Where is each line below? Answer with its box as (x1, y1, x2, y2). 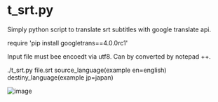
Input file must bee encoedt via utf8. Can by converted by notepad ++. (7, 52, 212, 61)
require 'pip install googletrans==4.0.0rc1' (7, 38, 128, 47)
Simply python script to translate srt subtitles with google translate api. (7, 25, 212, 34)
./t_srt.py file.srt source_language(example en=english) (7, 66, 167, 74)
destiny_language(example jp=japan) (7, 73, 114, 82)
